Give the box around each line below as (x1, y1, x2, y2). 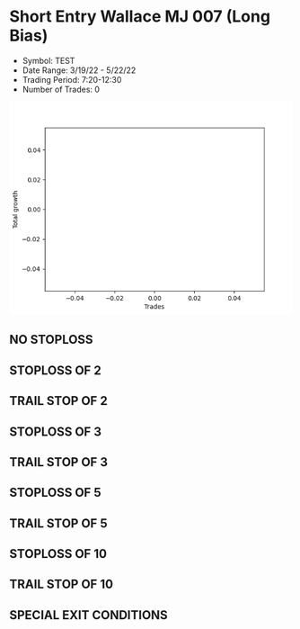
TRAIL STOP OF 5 (9, 516, 108, 531)
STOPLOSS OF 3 (9, 424, 101, 439)
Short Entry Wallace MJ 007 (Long (9, 6, 271, 27)
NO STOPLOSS (9, 332, 93, 347)
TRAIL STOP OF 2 (9, 393, 108, 409)
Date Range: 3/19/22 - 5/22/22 (22, 65, 137, 76)
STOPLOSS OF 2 (9, 363, 101, 378)
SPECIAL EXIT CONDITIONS (9, 607, 168, 623)
